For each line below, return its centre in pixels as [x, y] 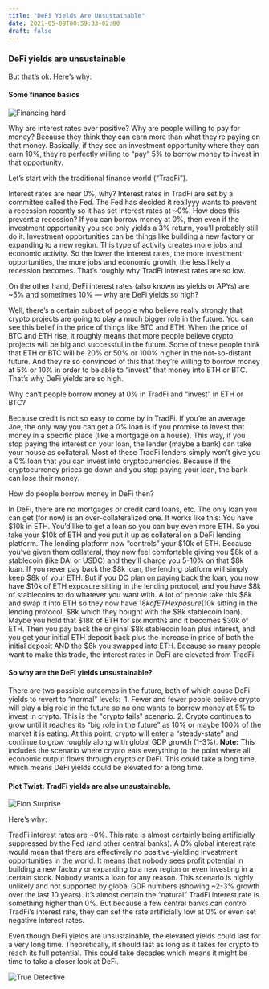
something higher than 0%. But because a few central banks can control [128, 903]
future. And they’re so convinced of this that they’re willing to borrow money [134, 361]
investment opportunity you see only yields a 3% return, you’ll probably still [133, 228]
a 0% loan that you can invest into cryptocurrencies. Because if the [120, 461]
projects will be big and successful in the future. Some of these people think [134, 344]
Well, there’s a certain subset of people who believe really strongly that [126, 310]
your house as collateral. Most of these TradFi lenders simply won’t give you [134, 452]
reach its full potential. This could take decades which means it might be [128, 953]
